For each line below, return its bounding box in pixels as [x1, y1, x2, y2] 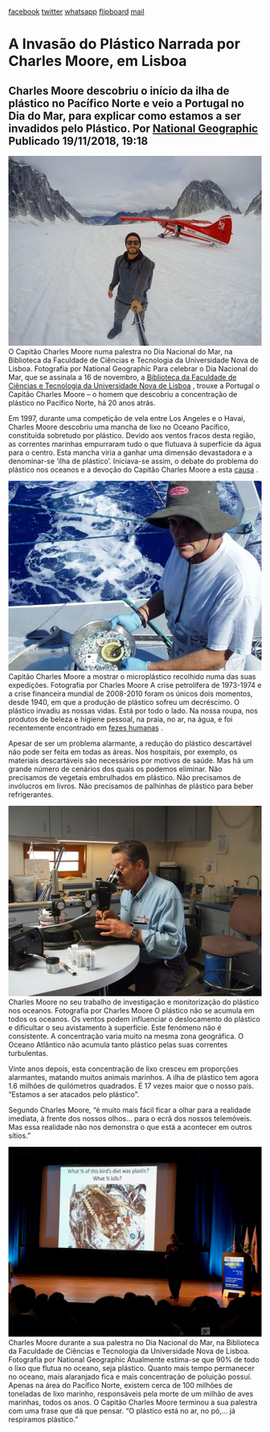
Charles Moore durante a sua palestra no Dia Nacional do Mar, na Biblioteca [8, 1337, 260, 1347]
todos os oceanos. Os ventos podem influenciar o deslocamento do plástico [8, 1014, 261, 1024]
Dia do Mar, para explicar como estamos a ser [8, 108, 241, 123]
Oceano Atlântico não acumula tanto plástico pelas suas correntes [8, 1040, 228, 1049]
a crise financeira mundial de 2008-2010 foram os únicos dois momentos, [8, 689, 253, 698]
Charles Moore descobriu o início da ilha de [8, 84, 230, 97]
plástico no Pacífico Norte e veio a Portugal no [8, 96, 245, 110]
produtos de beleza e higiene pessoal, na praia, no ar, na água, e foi [8, 714, 233, 724]
